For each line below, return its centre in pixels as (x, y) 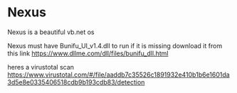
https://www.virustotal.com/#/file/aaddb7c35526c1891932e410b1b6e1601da (118, 75)
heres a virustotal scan (41, 67)
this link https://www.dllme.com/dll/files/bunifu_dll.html (88, 53)
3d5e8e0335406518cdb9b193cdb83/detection (76, 82)
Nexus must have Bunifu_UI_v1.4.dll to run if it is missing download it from (115, 45)
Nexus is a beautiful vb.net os (51, 32)
